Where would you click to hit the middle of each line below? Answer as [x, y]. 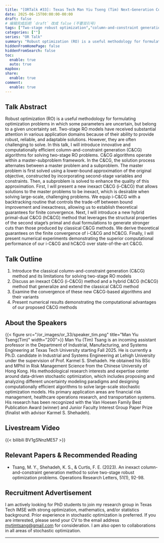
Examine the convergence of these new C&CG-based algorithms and [82, 292]
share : [12, 74]
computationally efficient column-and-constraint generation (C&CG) [74, 150]
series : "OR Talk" [24, 37]
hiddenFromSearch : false [30, 50]
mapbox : [13, 69]
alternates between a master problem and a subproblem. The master [74, 166]
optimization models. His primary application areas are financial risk [73, 392]
